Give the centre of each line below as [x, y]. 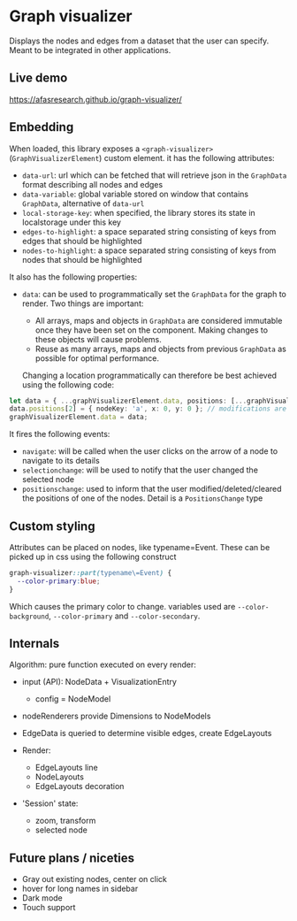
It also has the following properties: [73, 277]
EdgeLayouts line [67, 768]
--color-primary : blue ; [59, 581]
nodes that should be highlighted [82, 259]
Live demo [38, 78]
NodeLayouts [59, 777]
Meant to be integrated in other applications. [90, 50]
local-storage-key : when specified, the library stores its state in [139, 212]
